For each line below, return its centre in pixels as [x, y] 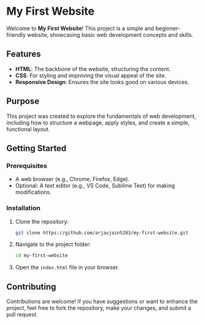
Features [24, 54]
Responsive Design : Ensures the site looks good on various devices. [102, 82]
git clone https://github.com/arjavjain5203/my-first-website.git [102, 233]
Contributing [31, 287]
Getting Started [36, 148]
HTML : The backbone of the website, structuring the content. [93, 69]
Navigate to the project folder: [53, 244]
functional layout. [28, 129]
